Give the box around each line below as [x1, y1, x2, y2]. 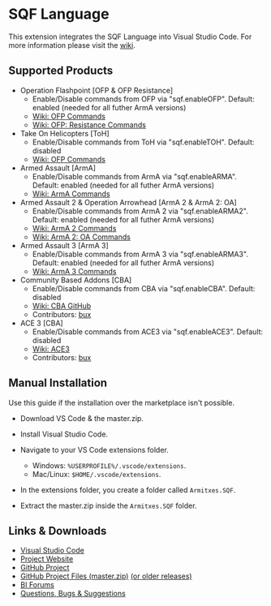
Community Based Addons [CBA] [19, 275, 132, 285]
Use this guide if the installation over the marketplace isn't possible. [8, 398, 235, 407]
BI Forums [19, 580, 54, 590]
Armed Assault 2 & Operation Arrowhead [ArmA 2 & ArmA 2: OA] [19, 197, 237, 207]
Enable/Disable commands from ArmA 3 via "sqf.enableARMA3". [32, 249, 249, 259]
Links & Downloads [8, 524, 107, 538]
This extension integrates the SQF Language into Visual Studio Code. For [8, 32, 252, 41]
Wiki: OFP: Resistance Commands [32, 119, 146, 130]
